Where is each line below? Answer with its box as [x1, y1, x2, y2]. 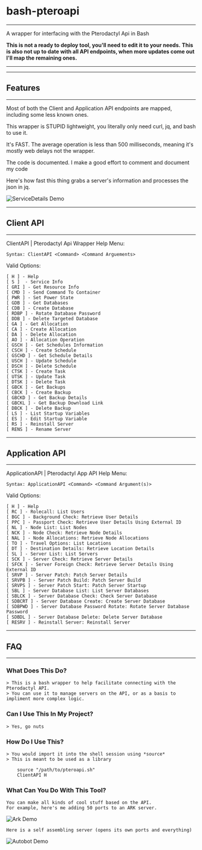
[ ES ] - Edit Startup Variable [6, 415, 87, 422]
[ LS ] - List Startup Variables [6, 411, 90, 417]
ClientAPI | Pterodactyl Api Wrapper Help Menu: [6, 240, 125, 247]
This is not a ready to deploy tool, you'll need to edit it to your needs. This [6, 41, 194, 49]
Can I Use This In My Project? [6, 710, 94, 718]
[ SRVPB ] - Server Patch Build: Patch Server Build [6, 577, 141, 583]
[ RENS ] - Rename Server [6, 426, 71, 432]
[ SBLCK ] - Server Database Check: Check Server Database [6, 593, 158, 600]
